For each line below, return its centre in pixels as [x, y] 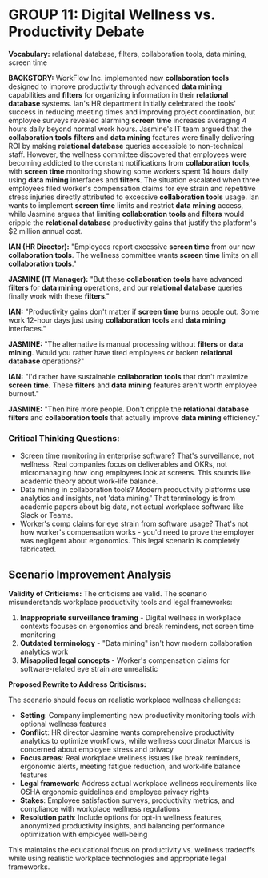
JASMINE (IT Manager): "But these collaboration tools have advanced [126, 279]
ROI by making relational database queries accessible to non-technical [126, 146]
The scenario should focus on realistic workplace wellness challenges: [125, 700]
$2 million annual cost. [46, 231]
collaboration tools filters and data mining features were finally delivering [131, 137]
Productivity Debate [76, 32]
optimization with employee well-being [84, 835]
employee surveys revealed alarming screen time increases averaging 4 [128, 120]
